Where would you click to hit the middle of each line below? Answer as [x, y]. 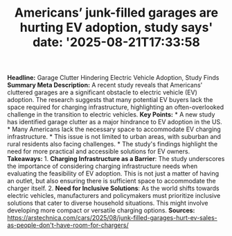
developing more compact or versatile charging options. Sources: [101, 210]
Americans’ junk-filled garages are [116, 13]
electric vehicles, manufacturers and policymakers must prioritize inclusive [114, 196]
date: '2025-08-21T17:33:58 [116, 42]
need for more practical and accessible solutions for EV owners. [99, 151]
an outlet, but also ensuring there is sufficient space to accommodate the [111, 181]
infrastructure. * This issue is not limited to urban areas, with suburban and [114, 137]
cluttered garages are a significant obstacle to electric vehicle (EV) [102, 92]
